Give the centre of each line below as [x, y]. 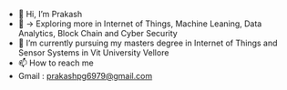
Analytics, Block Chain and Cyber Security [97, 33]
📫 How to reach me [56, 63]
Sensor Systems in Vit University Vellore [93, 53]
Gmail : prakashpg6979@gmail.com [85, 76]
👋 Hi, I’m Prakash [50, 14]
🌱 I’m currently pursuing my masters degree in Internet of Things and [148, 43]
